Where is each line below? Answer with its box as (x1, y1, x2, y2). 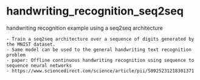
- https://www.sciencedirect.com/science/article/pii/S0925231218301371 (6, 68, 195, 74)
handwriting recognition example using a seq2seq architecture (6, 24, 163, 32)
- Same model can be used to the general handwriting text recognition (6, 47, 191, 53)
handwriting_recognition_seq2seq (6, 4, 184, 18)
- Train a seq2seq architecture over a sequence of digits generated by (6, 36, 195, 42)
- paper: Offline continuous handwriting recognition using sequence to (6, 57, 195, 63)
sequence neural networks (6, 62, 72, 68)
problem (6, 52, 26, 58)
